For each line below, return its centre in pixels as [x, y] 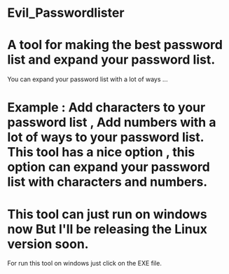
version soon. [48, 244]
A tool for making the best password [115, 45]
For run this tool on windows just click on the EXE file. [85, 263]
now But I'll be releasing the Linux [107, 229]
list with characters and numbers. [107, 182]
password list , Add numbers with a [112, 122]
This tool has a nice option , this [101, 152]
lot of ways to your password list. [106, 137]
